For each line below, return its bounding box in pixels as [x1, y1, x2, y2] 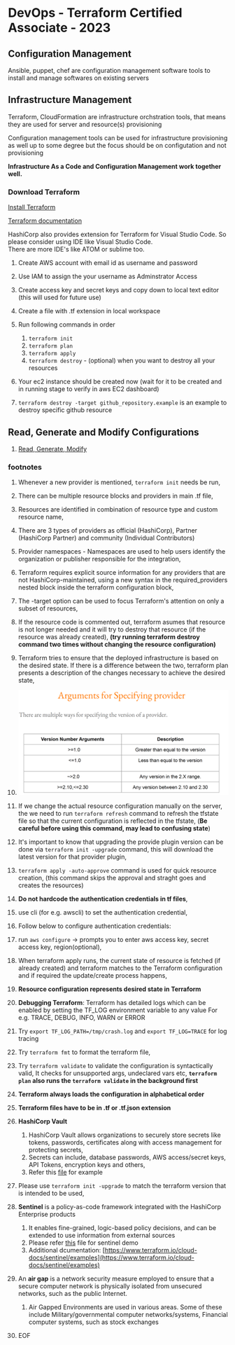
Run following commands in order [17, 320, 116, 329]
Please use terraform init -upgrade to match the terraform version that [17, 1182, 227, 1190]
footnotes [8, 462, 43, 472]
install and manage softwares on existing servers [8, 74, 150, 82]
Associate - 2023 [8, 20, 111, 36]
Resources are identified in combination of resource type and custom [17, 505, 218, 514]
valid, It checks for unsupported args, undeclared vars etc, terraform [17, 1069, 218, 1077]
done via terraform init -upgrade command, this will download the [17, 845, 214, 854]
